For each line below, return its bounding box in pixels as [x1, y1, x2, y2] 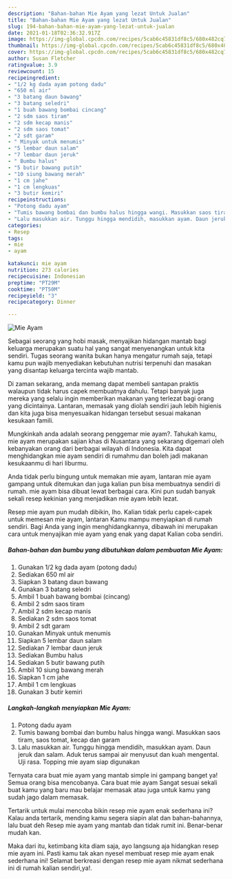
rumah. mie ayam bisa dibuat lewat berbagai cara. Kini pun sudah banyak [8, 487, 216, 496]
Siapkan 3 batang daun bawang [17, 578, 109, 586]
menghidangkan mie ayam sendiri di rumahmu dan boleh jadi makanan [8, 452, 209, 460]
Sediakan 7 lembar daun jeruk [17, 644, 103, 653]
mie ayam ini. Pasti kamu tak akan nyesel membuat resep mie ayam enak [8, 849, 215, 858]
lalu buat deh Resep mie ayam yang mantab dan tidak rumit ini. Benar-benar [8, 821, 223, 829]
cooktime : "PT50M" [8, 286, 61, 293]
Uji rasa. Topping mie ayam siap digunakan [17, 757, 140, 766]
